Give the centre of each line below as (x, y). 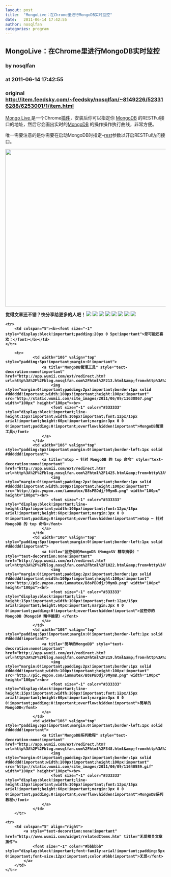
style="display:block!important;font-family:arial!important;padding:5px (85, 851)
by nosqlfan (20, 66)
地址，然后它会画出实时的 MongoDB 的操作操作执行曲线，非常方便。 (85, 124)
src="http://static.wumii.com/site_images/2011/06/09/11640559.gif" (79, 767)
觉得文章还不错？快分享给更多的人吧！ (45, 314)
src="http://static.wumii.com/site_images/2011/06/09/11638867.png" (79, 398)
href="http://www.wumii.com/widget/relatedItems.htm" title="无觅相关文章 (84, 836)
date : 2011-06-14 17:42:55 (36, 19)
